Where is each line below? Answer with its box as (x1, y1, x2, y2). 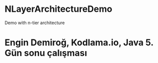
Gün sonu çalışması (4, 48, 87, 59)
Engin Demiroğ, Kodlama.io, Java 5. (4, 37, 154, 48)
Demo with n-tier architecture (4, 20, 65, 26)
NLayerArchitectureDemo (4, 3, 112, 15)
